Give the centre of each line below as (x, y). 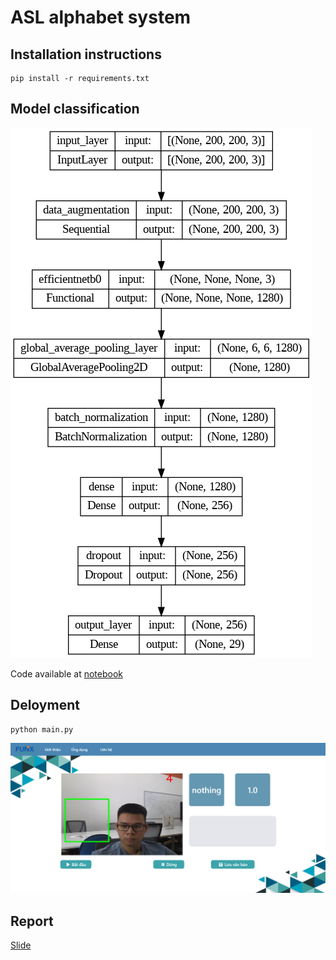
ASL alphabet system (101, 17)
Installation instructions (86, 54)
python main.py (42, 729)
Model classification (75, 109)
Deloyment (45, 705)
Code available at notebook (67, 673)
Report (32, 921)
